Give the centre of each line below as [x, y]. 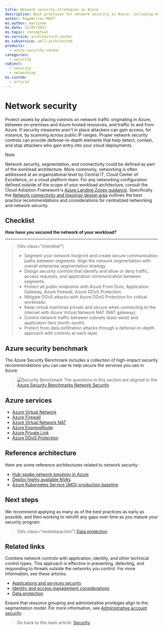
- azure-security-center [34, 50]
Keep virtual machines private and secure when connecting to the [90, 307]
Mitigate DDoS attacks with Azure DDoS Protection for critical [86, 297]
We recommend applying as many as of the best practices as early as [75, 511]
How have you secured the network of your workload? [61, 232]
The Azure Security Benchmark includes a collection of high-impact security [81, 360]
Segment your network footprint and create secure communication [91, 256]
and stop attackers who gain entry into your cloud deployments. [69, 145]
